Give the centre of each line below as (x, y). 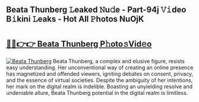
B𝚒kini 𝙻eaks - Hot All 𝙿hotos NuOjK (75, 19)
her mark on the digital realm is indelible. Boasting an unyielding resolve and (99, 86)
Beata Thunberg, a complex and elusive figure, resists (119, 61)
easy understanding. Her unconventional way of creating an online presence (100, 67)
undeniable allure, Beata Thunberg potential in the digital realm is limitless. (97, 93)
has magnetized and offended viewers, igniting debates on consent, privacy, (100, 74)
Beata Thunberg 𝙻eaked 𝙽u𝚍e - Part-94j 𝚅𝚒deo (96, 10)
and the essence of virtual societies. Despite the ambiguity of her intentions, (99, 80)
